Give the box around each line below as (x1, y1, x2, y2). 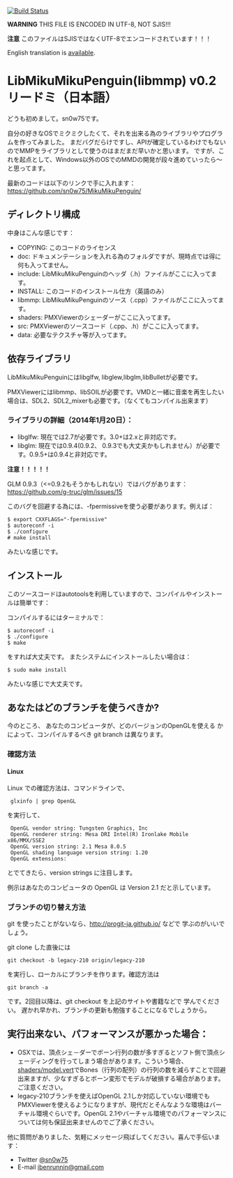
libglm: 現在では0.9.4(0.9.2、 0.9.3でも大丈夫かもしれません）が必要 (17, 441, 215, 449)
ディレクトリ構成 (7, 209, 80, 221)
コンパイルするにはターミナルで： (7, 613, 105, 621)
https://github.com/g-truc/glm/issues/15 (7, 487, 123, 495)
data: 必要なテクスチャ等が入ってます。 (17, 330, 130, 338)
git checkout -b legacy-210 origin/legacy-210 (7, 957, 145, 964)
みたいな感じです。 (7, 547, 62, 556)
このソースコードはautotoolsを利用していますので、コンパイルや (7, 590, 193, 598)
